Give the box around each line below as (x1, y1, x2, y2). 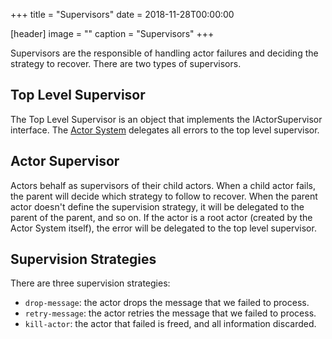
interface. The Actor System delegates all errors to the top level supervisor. (10, 124, 320, 136)
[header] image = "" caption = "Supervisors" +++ (10, 28, 215, 39)
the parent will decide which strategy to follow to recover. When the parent (10, 190, 318, 202)
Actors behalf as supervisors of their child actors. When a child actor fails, (10, 179, 316, 191)
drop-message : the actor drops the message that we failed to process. (24, 297, 310, 309)
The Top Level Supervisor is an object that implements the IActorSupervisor (10, 113, 323, 125)
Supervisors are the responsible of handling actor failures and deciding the (10, 47, 319, 59)
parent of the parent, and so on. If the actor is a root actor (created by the (10, 211, 313, 223)
